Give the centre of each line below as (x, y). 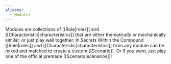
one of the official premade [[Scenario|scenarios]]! (59, 56)
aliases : (15, 10)
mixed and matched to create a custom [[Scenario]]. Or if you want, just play (86, 51)
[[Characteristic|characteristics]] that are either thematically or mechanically (86, 35)
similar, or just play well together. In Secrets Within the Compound (75, 40)
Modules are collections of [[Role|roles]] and (52, 29)
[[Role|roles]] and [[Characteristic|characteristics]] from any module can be (85, 45)
